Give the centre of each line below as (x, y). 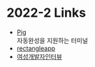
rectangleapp (36, 48)
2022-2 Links (46, 13)
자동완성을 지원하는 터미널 (52, 40)
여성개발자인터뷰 (39, 57)
